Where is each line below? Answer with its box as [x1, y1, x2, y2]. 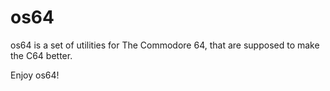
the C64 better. [10, 49, 73, 61]
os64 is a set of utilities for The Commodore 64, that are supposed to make [10, 39, 320, 51]
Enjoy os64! [10, 69, 60, 81]
